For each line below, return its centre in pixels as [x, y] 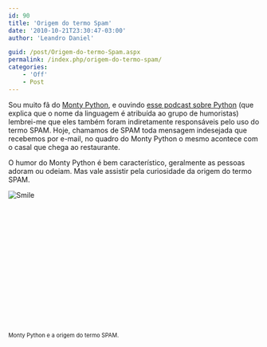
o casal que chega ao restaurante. [65, 147]
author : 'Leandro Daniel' [51, 38]
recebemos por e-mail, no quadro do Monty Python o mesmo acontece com [133, 138]
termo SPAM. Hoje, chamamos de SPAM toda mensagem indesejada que [128, 130]
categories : [28, 67]
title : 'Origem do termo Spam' [60, 23]
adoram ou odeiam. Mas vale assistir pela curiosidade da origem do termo [130, 171]
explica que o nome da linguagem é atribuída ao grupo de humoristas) [124, 113]
